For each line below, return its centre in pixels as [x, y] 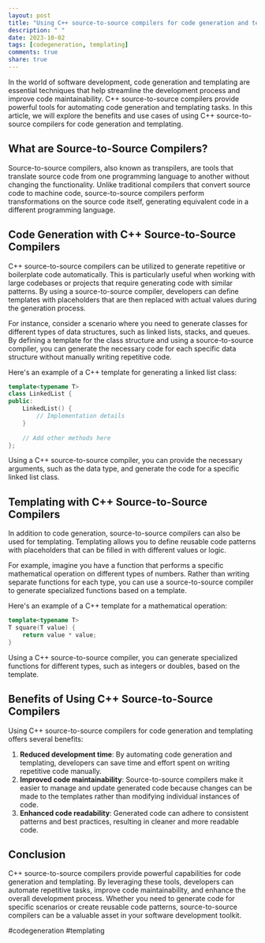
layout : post [30, 15]
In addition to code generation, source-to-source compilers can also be [124, 533]
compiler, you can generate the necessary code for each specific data [122, 348]
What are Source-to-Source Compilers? [108, 149]
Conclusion [37, 854]
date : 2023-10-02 [37, 38]
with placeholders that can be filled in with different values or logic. [118, 550]
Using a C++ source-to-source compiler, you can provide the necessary [125, 460]
